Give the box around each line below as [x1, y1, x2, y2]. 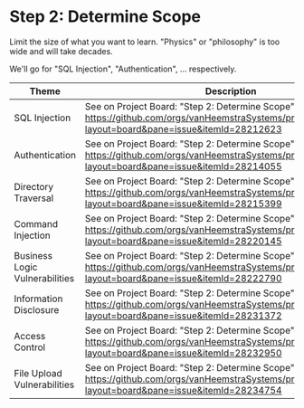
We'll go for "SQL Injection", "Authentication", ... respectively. [9, 63, 237, 74]
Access [14, 329, 46, 342]
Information [14, 292, 63, 305]
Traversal [14, 192, 54, 204]
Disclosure [14, 303, 60, 316]
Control [14, 341, 46, 354]
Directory [14, 180, 54, 193]
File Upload [14, 366, 62, 379]
